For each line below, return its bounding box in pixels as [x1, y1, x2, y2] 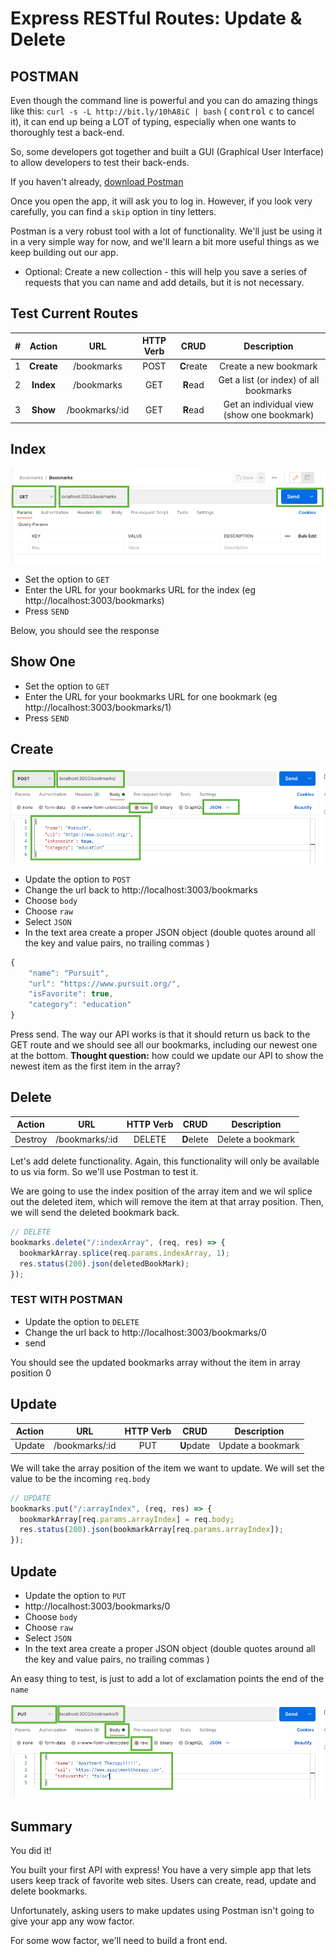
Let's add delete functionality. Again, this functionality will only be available [10, 1155, 320, 1167]
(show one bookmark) [223, 409, 315, 421]
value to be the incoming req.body [10, 1472, 151, 1484]
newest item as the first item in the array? [10, 1060, 181, 1072]
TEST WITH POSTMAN [10, 1293, 123, 1307]
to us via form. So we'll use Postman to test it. [10, 1166, 199, 1178]
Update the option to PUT [24, 1590, 127, 1602]
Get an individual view [223, 398, 315, 411]
